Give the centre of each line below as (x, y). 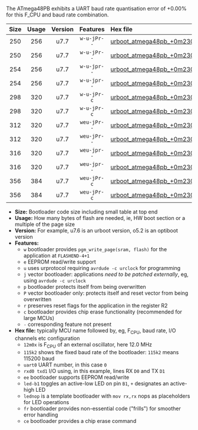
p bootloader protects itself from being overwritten (85, 287)
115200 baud (39, 358)
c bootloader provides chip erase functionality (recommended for (103, 312)
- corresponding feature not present (67, 324)
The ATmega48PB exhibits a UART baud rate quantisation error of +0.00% (96, 9)
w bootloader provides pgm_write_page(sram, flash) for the (95, 249)
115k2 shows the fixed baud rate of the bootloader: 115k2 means (101, 352)
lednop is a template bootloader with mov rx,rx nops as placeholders (107, 396)
